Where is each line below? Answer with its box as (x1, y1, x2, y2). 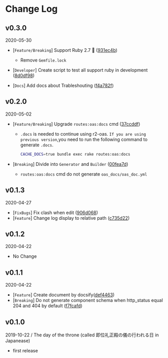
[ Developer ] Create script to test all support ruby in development (12, 67, 148, 73)
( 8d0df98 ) (12, 72, 35, 79)
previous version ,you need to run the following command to (20, 136, 148, 142)
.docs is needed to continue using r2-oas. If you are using (20, 130, 147, 137)
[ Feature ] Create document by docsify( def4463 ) (12, 292, 115, 298)
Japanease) (5, 337, 31, 344)
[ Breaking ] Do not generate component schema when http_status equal (12, 297, 163, 304)
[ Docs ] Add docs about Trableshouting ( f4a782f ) (12, 83, 114, 88)
